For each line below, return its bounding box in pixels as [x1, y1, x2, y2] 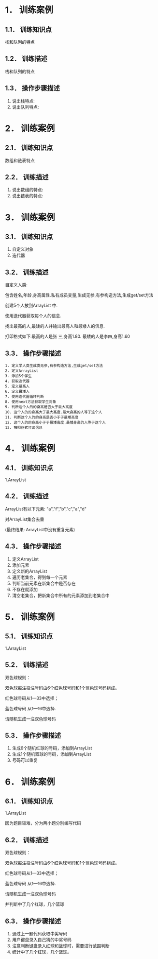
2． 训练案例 [5, 122, 55, 134]
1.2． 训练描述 [5, 54, 47, 63]
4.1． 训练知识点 [5, 464, 53, 472]
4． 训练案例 [5, 443, 56, 454]
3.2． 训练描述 [5, 268, 49, 276]
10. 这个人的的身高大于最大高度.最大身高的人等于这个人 [5, 410, 102, 415]
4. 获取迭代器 [5, 379, 30, 384]
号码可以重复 [12, 757, 38, 763]
